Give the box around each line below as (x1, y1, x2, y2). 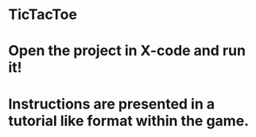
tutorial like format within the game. (8, 112, 249, 130)
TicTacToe (8, 6, 78, 24)
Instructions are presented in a (8, 95, 215, 112)
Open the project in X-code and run (8, 42, 246, 60)
